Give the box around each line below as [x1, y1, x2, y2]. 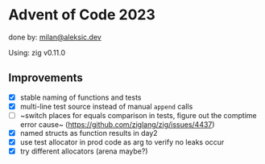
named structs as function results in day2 [19, 128, 159, 137]
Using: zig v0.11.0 [8, 47, 66, 57]
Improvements [8, 71, 83, 85]
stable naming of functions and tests [19, 92, 143, 102]
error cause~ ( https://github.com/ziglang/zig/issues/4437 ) [19, 119, 215, 129]
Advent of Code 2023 [8, 6, 155, 24]
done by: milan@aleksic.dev [8, 32, 102, 42]
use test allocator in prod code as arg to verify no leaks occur [19, 137, 225, 146]
